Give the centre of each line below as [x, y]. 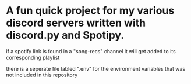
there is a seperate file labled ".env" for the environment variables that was [96, 68]
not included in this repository [42, 75]
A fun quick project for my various [90, 11]
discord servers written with [76, 23]
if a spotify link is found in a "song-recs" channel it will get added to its [91, 51]
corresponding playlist [33, 57]
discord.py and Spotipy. [65, 35]
